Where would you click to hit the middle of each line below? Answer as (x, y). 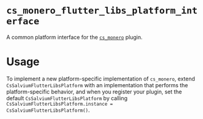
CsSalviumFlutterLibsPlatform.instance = (60, 104)
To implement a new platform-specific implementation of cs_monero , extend (101, 79)
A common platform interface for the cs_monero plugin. (74, 37)
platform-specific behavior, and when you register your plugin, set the (94, 92)
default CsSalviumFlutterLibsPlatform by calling (67, 98)
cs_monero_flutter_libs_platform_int (102, 11)
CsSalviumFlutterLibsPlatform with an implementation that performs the (97, 85)
